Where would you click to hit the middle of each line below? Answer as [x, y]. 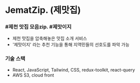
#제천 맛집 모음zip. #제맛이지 [38, 27]
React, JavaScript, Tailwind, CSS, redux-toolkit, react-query [74, 70]
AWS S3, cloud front [33, 75]
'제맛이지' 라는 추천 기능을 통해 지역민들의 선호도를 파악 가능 [71, 44]
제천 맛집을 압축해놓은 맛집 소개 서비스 [50, 39]
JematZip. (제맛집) [43, 10]
